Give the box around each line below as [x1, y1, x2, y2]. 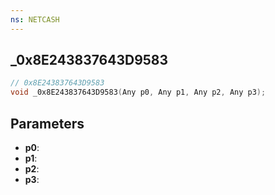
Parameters [10, 115, 85, 132]
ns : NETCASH [10, 14, 60, 25]
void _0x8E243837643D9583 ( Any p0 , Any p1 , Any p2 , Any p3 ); [10, 87, 267, 98]
